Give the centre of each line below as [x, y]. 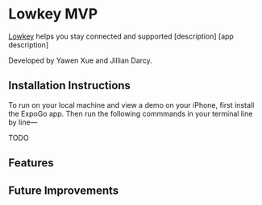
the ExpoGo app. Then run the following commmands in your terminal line [131, 113]
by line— [23, 122]
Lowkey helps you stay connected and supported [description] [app [121, 36]
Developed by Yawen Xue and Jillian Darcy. [81, 60]
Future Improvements [64, 190]
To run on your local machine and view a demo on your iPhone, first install [131, 105]
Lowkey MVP [53, 14]
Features [31, 163]
